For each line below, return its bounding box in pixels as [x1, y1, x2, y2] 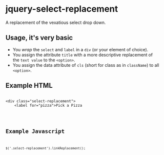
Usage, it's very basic [5, 34, 73, 42]
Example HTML [5, 81, 53, 90]
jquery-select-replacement [5, 3, 118, 15]
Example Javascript [5, 128, 65, 135]
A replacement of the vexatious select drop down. [5, 19, 106, 25]
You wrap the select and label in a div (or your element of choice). [12, 46, 148, 52]
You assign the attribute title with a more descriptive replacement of [12, 52, 153, 58]
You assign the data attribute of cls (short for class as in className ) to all [12, 62, 159, 68]
